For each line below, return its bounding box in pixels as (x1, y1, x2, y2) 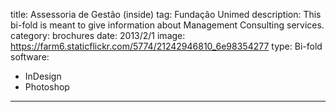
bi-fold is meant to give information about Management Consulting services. (10, 19, 325, 31)
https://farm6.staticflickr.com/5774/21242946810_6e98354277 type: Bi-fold (10, 40, 323, 52)
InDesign (24, 70, 62, 82)
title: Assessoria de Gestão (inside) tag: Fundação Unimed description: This (10, 9, 322, 20)
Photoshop (24, 81, 70, 93)
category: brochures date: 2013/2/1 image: (10, 30, 186, 41)
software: (10, 51, 50, 63)
